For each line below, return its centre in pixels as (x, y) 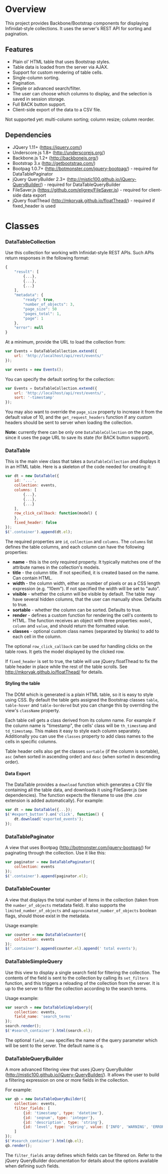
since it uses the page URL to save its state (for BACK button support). (78, 438)
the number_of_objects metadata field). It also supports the (65, 905)
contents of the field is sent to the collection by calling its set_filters (77, 978)
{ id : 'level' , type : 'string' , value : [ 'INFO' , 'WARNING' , (86, 1127)
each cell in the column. (37, 636)
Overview (26, 9)
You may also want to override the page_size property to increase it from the (84, 412)
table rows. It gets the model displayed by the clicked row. (65, 651)
